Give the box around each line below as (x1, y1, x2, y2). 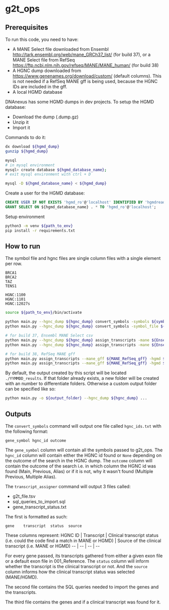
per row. (5, 260, 23, 267)
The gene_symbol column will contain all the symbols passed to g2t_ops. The (5, 447, 163, 453)
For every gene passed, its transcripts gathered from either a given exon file (5, 553, 163, 559)
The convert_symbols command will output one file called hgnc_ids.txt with (5, 423, 162, 429)
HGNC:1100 (5, 293, 26, 298)
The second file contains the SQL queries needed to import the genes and (5, 584, 159, 590)
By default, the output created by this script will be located (5, 370, 127, 376)
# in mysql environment (5, 162, 55, 168)
